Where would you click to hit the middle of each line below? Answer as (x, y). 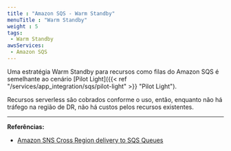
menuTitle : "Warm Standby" (47, 20)
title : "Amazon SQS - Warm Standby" (61, 13)
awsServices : (26, 46)
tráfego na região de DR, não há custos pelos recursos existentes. (101, 107)
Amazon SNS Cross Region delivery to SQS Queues (90, 140)
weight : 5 (23, 26)
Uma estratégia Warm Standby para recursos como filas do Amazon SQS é (113, 71)
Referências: (26, 127)
